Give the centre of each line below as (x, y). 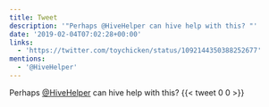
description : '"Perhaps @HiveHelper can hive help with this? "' (133, 26)
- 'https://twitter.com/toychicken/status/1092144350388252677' (139, 51)
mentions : (28, 59)
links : (21, 42)
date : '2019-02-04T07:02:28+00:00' (76, 34)
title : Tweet (34, 17)
